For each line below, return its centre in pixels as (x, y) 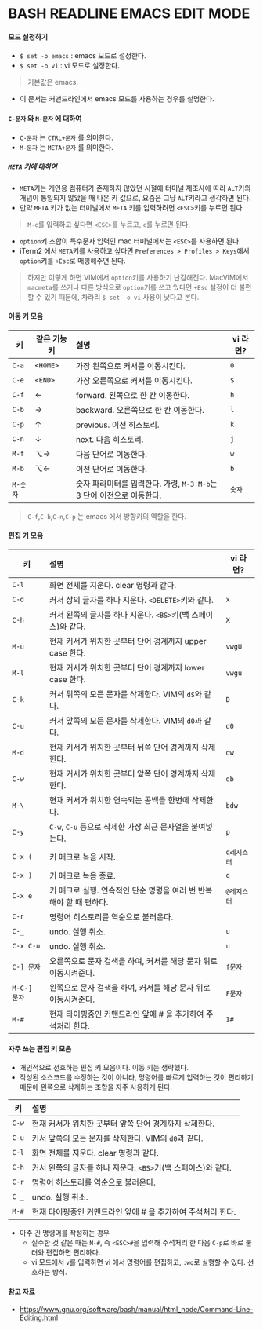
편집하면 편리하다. (73, 1252)
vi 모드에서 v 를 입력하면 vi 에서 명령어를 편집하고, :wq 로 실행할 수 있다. (139, 1262)
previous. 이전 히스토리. (117, 425)
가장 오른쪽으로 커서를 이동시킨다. (134, 380)
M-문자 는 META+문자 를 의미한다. (66, 147)
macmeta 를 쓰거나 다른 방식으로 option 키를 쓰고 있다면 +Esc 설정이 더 (132, 287)
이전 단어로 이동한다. (111, 469)
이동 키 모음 (26, 316)
